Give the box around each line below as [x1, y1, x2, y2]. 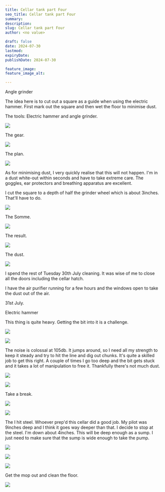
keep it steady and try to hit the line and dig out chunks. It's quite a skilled [5, 353, 155, 359]
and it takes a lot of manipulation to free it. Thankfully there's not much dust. [5, 363, 160, 369]
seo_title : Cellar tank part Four [5, 12, 76, 17]
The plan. [5, 151, 25, 157]
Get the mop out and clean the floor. [5, 472, 79, 478]
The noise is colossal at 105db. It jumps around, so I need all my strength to [5, 347, 158, 353]
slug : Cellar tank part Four [5, 26, 65, 31]
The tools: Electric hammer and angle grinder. [5, 113, 98, 119]
